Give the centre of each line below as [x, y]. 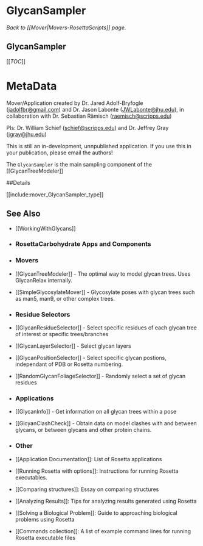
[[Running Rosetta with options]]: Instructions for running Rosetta [97, 471]
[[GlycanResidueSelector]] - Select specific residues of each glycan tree [106, 328]
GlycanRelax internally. [44, 280]
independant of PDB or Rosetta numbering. [69, 364]
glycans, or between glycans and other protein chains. [83, 430]
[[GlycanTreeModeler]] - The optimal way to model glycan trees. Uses [103, 274]
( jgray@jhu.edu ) [26, 134]
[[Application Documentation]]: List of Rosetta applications [88, 459]
